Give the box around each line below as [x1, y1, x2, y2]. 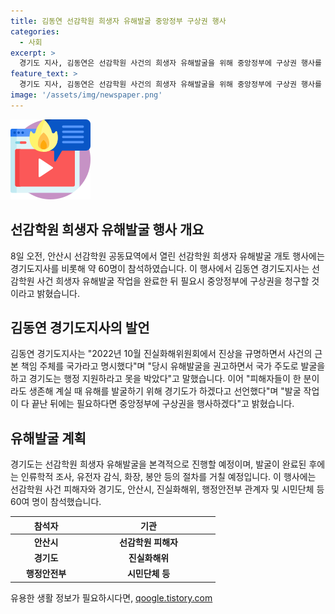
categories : [10, 26, 60, 37]
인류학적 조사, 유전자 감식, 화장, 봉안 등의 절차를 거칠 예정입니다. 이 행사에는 [20, 471, 317, 483]
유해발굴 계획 [10, 430, 87, 447]
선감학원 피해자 [119, 536, 178, 548]
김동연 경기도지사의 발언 [10, 319, 150, 336]
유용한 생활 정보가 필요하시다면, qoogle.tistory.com [10, 591, 213, 604]
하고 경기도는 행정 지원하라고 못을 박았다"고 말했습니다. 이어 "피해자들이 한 [10, 373, 302, 385]
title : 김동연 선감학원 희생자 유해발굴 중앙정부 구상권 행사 [10, 16, 227, 26]
